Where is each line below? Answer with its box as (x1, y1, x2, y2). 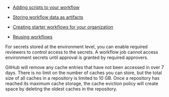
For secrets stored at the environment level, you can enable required (5, 44, 148, 50)
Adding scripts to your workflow (12, 5, 80, 10)
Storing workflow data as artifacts (12, 14, 83, 20)
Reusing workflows (12, 34, 53, 40)
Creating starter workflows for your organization (12, 24, 114, 30)
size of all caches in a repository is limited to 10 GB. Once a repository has (5, 75, 160, 81)
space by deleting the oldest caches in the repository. (5, 86, 117, 92)
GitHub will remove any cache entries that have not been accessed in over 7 (5, 64, 164, 70)
